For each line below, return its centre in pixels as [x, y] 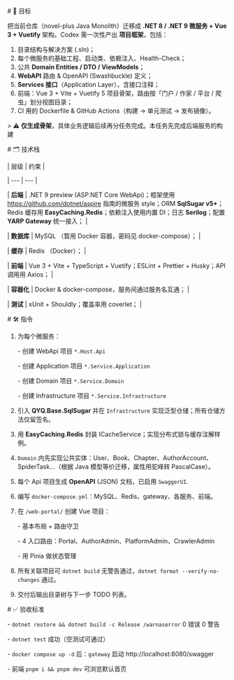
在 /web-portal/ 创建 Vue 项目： [64, 511]
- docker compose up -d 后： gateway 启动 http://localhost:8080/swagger [111, 654]
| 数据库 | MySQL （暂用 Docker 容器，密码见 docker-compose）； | [104, 236]
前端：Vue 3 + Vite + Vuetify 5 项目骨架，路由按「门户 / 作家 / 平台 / [116, 93]
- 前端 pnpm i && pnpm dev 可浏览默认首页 [67, 669]
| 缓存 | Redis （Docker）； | [47, 251]
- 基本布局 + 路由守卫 [48, 526]
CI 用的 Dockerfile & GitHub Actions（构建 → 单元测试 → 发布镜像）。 [116, 111]
